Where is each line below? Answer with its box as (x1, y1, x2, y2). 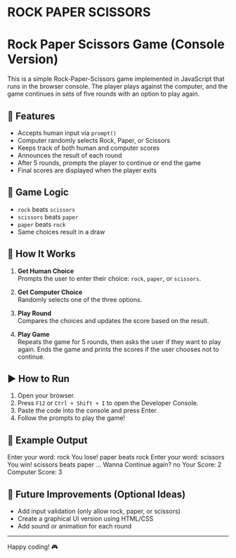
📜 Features (7, 110, 55, 122)
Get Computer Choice (17, 288, 83, 296)
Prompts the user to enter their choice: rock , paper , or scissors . (17, 274, 202, 282)
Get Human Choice (17, 267, 74, 275)
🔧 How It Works (7, 248, 76, 260)
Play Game (17, 330, 51, 338)
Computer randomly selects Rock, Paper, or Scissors (17, 136, 171, 144)
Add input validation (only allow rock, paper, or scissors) (17, 507, 181, 515)
